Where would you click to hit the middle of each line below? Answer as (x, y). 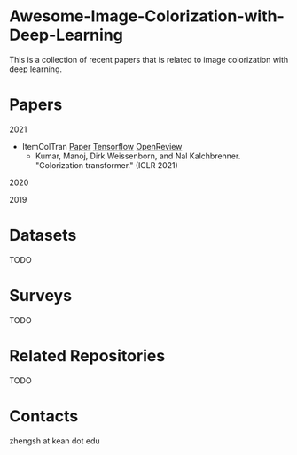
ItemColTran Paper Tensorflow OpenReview (102, 146)
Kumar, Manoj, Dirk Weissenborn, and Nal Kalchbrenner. (138, 156)
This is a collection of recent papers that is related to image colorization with (149, 59)
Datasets (43, 235)
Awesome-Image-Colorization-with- (147, 16)
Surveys (41, 296)
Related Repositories (87, 355)
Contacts (44, 416)
